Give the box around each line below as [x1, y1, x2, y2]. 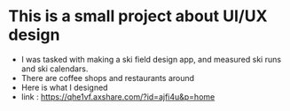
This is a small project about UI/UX [8, 6, 268, 26]
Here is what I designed [20, 82, 108, 92]
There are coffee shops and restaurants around [20, 72, 195, 83]
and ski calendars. [20, 63, 89, 74]
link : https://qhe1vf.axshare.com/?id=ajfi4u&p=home [20, 91, 216, 102]
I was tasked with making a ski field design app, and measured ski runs [20, 54, 281, 64]
